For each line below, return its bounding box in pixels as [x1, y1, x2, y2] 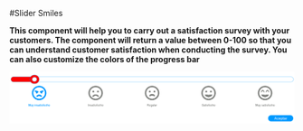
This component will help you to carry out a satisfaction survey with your [9, 25, 290, 35]
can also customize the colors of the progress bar [9, 54, 201, 64]
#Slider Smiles [9, 8, 63, 18]
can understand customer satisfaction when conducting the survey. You [9, 44, 288, 55]
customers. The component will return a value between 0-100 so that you [9, 35, 292, 45]
